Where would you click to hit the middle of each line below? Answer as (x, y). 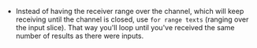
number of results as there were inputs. (80, 36)
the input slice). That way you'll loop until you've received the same (125, 27)
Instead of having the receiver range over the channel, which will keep (130, 11)
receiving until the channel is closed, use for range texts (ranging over (132, 19)
